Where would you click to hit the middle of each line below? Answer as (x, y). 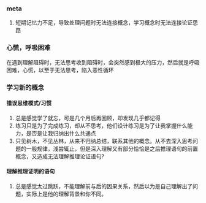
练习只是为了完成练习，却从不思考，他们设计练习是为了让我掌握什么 (101, 125)
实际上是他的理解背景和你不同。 (67, 194)
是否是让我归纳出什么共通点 (61, 133)
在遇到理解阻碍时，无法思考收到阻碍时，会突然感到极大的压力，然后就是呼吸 (103, 62)
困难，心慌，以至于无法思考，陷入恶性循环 (60, 70)
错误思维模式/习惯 (29, 103)
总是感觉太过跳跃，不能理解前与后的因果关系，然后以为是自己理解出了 (104, 186)
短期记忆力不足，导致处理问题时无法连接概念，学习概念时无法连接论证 (104, 23)
